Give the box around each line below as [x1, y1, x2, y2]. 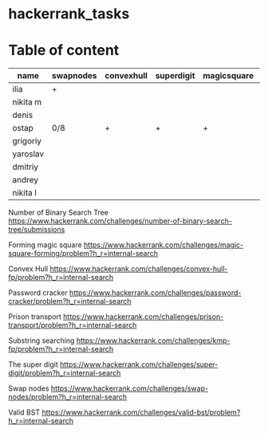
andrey [12, 175, 38, 186]
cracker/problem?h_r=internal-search [8, 297, 132, 306]
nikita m [12, 96, 42, 108]
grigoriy [12, 136, 42, 147]
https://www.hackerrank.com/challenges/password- [69, 288, 242, 297]
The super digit [8, 360, 58, 369]
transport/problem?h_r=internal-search [8, 321, 137, 330]
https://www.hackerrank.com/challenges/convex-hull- [49, 264, 228, 274]
